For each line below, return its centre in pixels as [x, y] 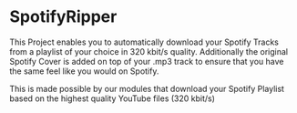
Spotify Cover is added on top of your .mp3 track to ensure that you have [147, 61]
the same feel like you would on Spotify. [84, 71]
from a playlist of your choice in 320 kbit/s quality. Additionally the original [149, 51]
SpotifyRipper [63, 17]
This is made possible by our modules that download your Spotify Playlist [147, 88]
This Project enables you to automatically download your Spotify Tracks [144, 42]
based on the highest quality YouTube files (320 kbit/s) [113, 98]
